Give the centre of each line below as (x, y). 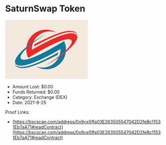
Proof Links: (17, 112)
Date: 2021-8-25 (29, 102)
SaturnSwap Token (45, 9)
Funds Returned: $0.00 (36, 92)
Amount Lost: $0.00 (33, 86)
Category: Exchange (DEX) (40, 97)
